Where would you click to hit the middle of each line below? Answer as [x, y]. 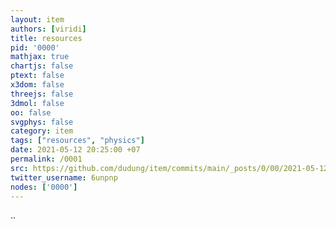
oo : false [31, 112]
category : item [42, 131]
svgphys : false [42, 122]
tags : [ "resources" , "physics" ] [77, 141]
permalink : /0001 [46, 159]
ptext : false [37, 76]
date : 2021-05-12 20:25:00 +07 [75, 150]
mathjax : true [40, 57]
